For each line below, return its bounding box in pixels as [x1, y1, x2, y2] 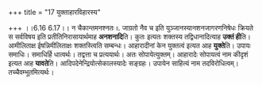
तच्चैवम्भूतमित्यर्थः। [8, 68, 55, 76]
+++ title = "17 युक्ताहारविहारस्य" [8, 8, 101, 17]
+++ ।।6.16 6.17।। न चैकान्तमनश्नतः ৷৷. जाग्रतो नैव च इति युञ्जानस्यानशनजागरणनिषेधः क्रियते [8, 24, 254, 32]
